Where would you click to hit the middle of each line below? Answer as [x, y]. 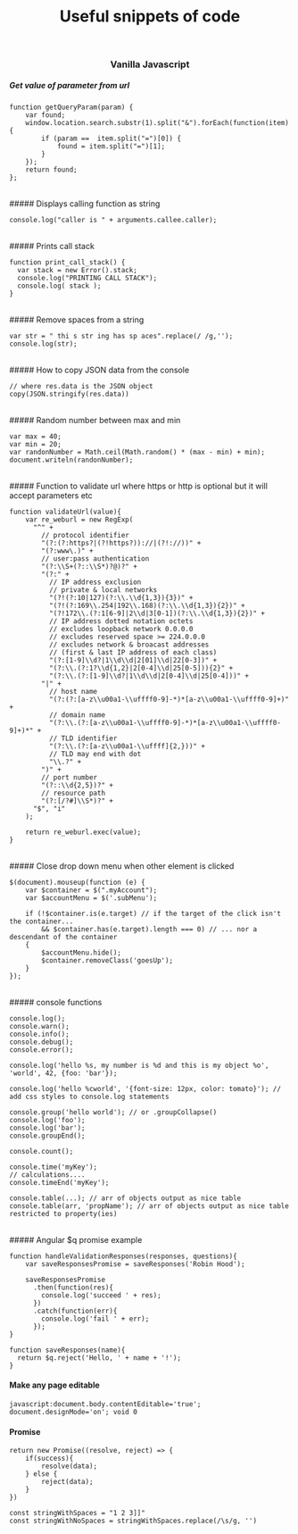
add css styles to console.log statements [89, 1096]
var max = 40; [36, 436]
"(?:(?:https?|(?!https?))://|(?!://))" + [121, 543]
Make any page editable [54, 1385]
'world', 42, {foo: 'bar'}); [63, 1073]
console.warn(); [39, 1026]
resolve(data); [70, 1466]
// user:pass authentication [95, 559]
